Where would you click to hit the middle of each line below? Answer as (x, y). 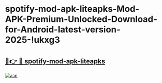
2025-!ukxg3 (33, 40)
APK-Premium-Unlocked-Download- (81, 19)
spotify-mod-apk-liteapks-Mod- (72, 9)
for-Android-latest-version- (63, 30)
